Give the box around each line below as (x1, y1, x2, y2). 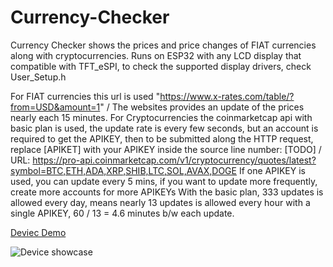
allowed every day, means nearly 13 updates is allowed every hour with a (10, 196, 311, 208)
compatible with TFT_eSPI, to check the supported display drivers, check (10, 60, 312, 72)
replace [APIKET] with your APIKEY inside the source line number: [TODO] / (10, 143, 322, 155)
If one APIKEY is (238, 164, 306, 176)
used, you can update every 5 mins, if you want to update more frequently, (10, 175, 318, 187)
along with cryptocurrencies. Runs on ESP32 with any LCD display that (10, 49, 302, 61)
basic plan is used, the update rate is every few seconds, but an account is (10, 122, 319, 134)
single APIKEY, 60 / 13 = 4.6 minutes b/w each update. (10, 207, 235, 219)
